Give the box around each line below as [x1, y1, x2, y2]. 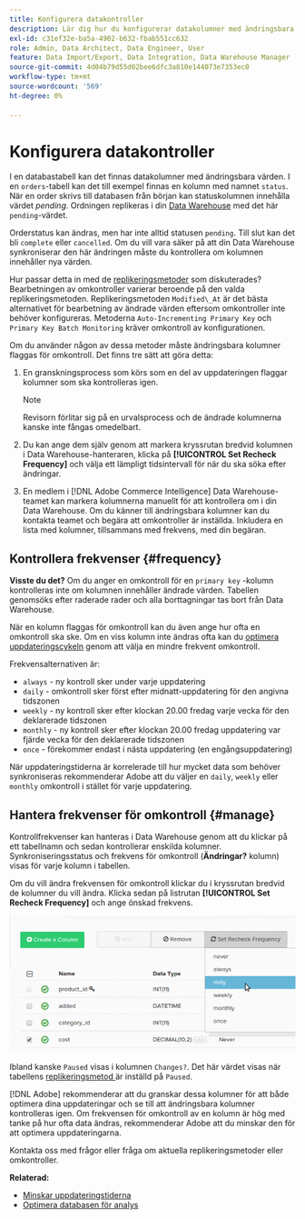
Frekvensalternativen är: [9, 659, 100, 670]
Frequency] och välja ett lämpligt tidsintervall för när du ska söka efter [22, 459, 287, 470]
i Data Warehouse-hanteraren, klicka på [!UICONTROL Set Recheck [22, 449, 277, 460]
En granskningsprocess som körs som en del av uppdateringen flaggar [22, 367, 288, 378]
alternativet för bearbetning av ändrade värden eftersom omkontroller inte [9, 303, 286, 314]
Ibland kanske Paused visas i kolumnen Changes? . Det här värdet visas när [9, 1062, 281, 1073]
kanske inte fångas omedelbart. [22, 422, 142, 433]
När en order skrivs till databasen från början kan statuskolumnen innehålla [9, 191, 290, 202]
